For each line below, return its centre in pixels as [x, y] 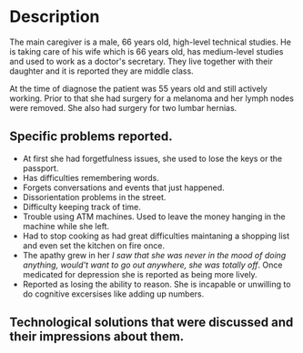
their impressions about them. [97, 337]
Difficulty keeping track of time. [81, 207]
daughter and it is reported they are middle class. [101, 71]
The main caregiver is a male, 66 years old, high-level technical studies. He [150, 42]
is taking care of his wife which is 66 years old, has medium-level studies [146, 51]
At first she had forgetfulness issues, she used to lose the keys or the [152, 158]
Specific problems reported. [91, 137]
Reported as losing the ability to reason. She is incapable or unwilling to [157, 284]
